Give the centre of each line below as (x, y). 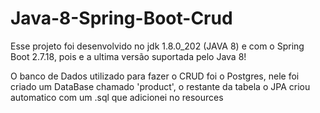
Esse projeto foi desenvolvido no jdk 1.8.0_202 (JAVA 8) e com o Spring (157, 46)
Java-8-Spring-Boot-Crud (121, 18)
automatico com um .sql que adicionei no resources (117, 97)
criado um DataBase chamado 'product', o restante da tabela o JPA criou (160, 86)
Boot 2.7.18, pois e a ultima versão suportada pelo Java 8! (128, 56)
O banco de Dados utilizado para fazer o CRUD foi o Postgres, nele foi (155, 76)
